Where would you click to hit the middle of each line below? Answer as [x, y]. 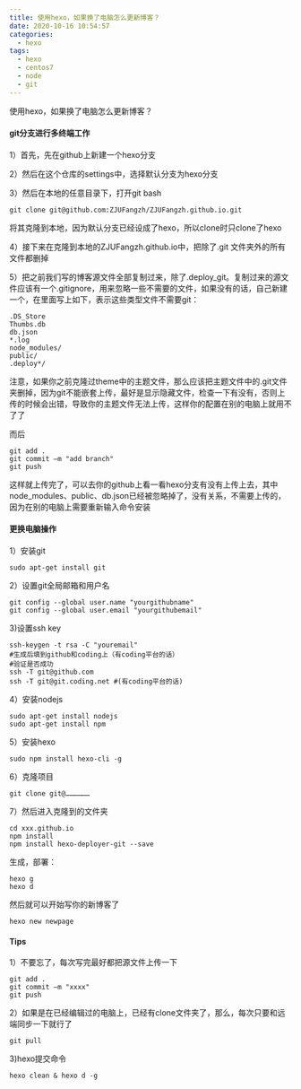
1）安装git [28, 551]
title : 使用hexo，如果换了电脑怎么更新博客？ [85, 17]
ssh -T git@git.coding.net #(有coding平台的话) [96, 682]
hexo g [21, 879]
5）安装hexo [33, 742]
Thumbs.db [28, 324]
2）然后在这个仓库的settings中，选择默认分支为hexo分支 [114, 174]
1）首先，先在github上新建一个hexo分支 [83, 154]
